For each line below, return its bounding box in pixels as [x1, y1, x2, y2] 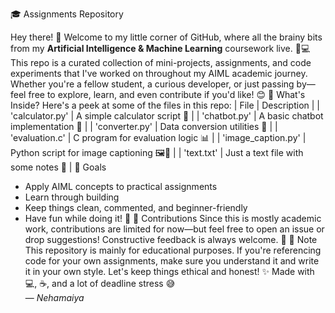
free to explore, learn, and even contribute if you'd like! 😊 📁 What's [28, 89, 306, 100]
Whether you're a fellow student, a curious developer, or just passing [10, 78, 295, 90]
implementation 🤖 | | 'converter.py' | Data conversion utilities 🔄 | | [10, 121, 278, 132]
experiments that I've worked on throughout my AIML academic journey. [10, 68, 308, 79]
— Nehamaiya [24, 292, 85, 303]
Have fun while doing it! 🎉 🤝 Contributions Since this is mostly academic [24, 213, 322, 224]
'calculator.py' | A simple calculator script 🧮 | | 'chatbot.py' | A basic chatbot [10, 110, 324, 122]
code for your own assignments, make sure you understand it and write [24, 255, 320, 267]
